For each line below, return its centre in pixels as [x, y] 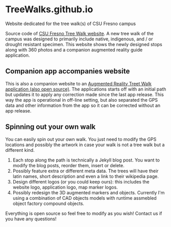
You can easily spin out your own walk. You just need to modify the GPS [81, 139]
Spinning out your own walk [51, 127]
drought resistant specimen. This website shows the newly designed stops [84, 44]
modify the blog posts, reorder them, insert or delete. [68, 165]
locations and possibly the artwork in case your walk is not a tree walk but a [85, 145]
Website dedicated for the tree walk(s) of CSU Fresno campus [71, 24]
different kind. [20, 150]
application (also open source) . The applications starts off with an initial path [86, 89]
